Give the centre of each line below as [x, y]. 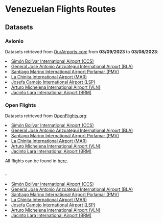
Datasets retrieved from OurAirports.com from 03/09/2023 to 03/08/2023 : [82, 51]
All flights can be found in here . [37, 161]
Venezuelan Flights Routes [60, 9]
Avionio [14, 41]
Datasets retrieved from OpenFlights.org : [46, 116]
